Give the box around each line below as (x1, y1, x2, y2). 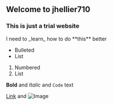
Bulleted (14, 46, 35, 53)
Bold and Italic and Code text (6, 81, 74, 88)
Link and (6, 92, 27, 99)
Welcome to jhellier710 (6, 5, 90, 15)
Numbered (14, 64, 41, 71)
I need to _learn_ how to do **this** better (6, 35, 107, 42)
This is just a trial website (6, 22, 80, 30)
